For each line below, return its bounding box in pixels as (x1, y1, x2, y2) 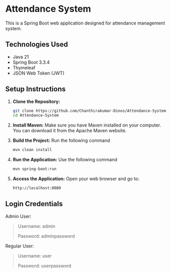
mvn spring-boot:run (12, 166, 57, 171)
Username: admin (17, 223, 56, 229)
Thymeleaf (12, 64, 36, 70)
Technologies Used (5, 40, 68, 49)
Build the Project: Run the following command (12, 137, 110, 143)
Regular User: (5, 243, 34, 249)
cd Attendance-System (12, 113, 59, 118)
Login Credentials (5, 200, 63, 208)
